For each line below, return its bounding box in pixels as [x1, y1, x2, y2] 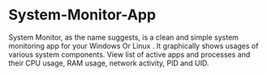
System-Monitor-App [8, 6, 157, 24]
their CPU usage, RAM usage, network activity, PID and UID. [8, 58, 209, 68]
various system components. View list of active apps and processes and [8, 49, 251, 59]
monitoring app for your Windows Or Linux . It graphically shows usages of [8, 40, 259, 50]
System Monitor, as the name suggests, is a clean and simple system [8, 32, 239, 42]
